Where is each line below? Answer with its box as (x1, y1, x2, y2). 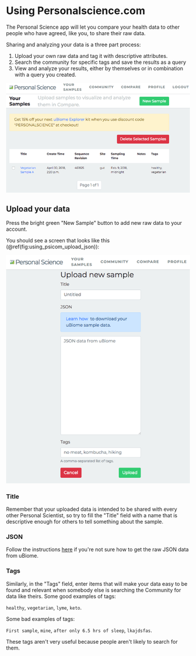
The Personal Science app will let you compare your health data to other (6, 23, 180, 30)
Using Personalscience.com (6, 4, 146, 18)
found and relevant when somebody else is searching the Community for (6, 586, 181, 593)
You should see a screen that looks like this (6, 237, 110, 244)
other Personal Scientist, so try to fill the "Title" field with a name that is (6, 512, 178, 519)
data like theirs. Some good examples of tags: (6, 593, 116, 600)
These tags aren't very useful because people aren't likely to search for (6, 638, 178, 645)
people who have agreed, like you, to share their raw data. (6, 29, 146, 36)
